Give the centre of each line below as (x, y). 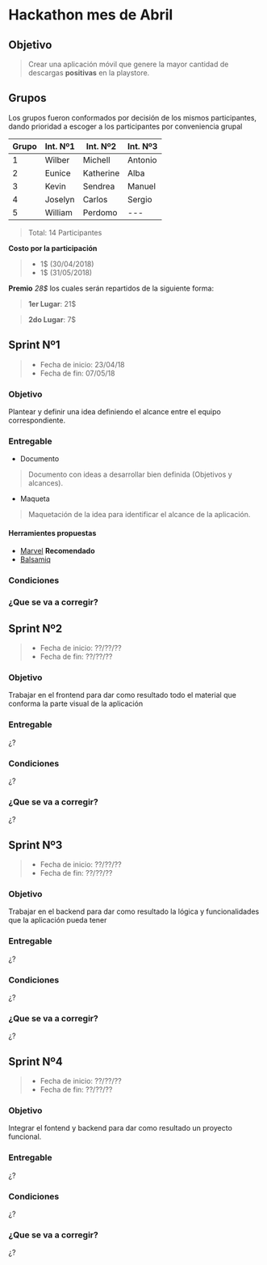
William (58, 212)
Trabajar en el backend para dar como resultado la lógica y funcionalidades (134, 911)
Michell (96, 159)
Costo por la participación (53, 248)
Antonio (142, 159)
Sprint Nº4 (35, 1061)
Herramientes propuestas (52, 533)
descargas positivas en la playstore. (89, 73)
